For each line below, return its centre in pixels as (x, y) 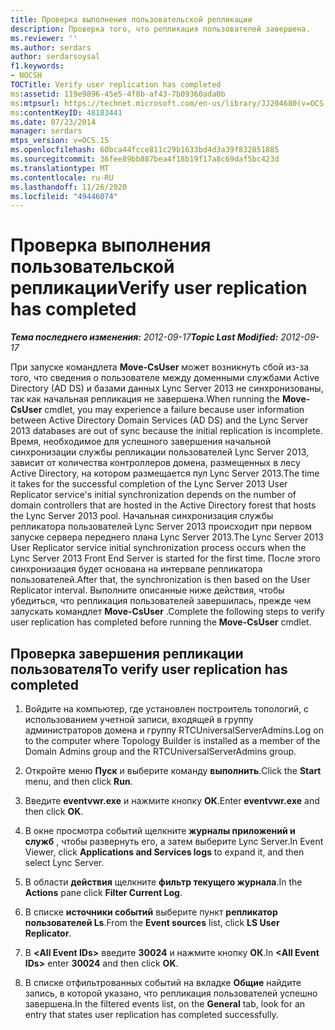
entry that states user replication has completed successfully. (151, 1014)
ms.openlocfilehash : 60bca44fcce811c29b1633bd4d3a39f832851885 (145, 150)
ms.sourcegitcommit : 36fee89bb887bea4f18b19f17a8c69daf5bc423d (145, 159)
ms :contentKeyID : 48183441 (66, 112)
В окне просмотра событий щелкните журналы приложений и (160, 830)
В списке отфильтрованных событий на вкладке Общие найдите (163, 982)
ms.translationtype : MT (60, 168)
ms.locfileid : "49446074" (64, 196)
